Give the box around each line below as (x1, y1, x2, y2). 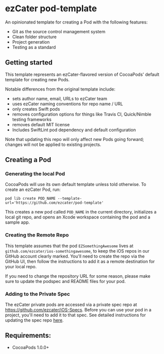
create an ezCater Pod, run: (5, 187, 61, 192)
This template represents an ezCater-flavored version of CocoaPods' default (5, 71, 160, 77)
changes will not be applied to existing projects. (5, 142, 101, 147)
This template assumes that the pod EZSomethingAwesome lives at (5, 243, 134, 249)
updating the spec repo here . (5, 317, 64, 323)
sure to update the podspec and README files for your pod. (5, 278, 126, 284)
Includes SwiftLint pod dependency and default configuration (12, 127, 136, 133)
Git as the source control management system (12, 28, 106, 34)
